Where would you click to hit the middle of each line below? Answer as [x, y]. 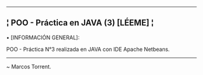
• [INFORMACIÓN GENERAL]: [43, 37]
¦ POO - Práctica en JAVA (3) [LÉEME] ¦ [80, 23]
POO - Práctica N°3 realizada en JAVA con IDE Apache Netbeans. [88, 49]
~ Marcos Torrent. [29, 67]
